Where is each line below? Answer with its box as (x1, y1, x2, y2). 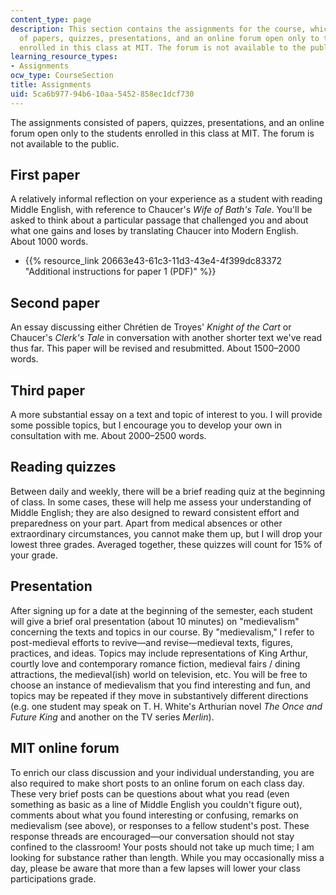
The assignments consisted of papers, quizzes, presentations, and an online (10, 116, 325, 128)
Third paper (10, 382, 85, 399)
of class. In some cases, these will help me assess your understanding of (10, 496, 312, 508)
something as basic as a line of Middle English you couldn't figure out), (10, 798, 303, 810)
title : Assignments (10, 80, 92, 90)
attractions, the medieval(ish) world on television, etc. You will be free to (10, 668, 308, 680)
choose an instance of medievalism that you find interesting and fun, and (10, 679, 311, 691)
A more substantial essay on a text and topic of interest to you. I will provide (10, 409, 323, 421)
